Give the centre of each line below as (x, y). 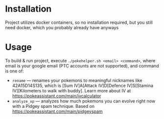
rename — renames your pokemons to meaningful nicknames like (77, 80)
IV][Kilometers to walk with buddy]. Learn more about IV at (71, 90)
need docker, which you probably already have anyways (62, 27)
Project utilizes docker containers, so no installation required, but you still (79, 22)
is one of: (15, 71)
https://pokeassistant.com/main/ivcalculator (57, 96)
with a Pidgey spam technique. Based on (53, 106)
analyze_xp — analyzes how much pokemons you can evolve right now (84, 101)
